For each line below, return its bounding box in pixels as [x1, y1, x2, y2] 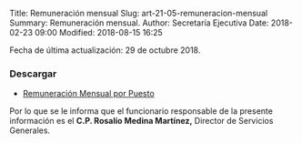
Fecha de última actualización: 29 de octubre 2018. [9, 45, 201, 56]
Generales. [9, 125, 51, 136]
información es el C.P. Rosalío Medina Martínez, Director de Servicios [9, 116, 274, 127]
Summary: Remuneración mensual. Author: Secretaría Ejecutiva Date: [9, 17, 269, 28]
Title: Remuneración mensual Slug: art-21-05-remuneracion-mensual [9, 8, 268, 18]
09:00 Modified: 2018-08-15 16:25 [35, 27, 164, 37]
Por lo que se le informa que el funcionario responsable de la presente [9, 106, 273, 117]
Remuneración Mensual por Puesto [22, 88, 155, 99]
